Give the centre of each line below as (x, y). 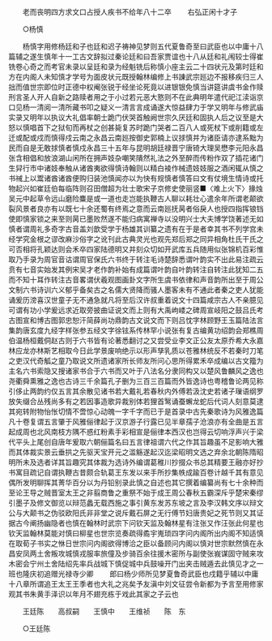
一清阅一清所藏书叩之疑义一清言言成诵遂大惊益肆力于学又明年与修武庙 (147, 107)
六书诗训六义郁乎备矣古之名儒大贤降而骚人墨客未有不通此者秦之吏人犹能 (143, 290)
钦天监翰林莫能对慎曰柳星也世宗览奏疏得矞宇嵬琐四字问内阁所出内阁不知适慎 (136, 533)
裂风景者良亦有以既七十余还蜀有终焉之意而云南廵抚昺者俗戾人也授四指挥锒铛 (136, 209)
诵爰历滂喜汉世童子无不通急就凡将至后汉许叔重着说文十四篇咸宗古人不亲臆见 (136, 300)
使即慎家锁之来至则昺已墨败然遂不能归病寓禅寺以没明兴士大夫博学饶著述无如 (136, 219)
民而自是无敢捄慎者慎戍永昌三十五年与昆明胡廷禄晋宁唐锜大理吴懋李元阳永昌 (136, 148)
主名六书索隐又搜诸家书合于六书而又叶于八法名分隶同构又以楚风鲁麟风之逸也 (136, 371)
